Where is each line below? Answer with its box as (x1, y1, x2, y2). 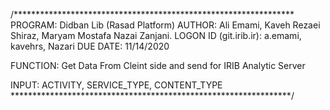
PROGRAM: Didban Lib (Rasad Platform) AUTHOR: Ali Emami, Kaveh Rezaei (10, 19, 321, 31)
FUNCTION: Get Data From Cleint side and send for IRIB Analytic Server (10, 60, 306, 71)
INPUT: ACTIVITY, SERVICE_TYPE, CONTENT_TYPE (10, 79, 223, 91)
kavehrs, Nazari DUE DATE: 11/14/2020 (10, 40, 170, 52)
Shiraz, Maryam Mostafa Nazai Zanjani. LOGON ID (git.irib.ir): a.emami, (10, 30, 302, 41)
